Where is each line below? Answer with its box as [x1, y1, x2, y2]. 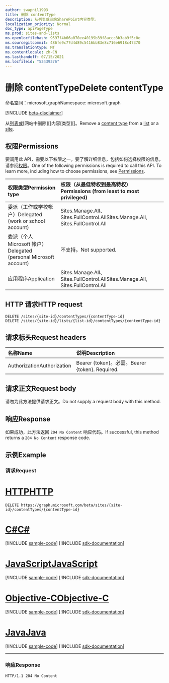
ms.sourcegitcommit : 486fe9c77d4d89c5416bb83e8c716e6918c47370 [5, 40, 141, 45]
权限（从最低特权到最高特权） [60, 181, 131, 188]
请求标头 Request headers [5, 333, 87, 342]
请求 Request [5, 467, 37, 474]
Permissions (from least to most [60, 188, 139, 195]
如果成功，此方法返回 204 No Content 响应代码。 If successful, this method [5, 429, 159, 435]
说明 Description [76, 349, 115, 356]
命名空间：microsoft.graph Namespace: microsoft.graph [5, 100, 121, 106]
